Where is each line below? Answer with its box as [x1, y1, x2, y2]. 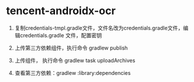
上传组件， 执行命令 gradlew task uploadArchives [14, 57, 135, 64]
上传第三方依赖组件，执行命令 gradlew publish [14, 44, 128, 51]
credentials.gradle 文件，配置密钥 [20, 31, 102, 39]
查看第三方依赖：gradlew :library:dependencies [14, 69, 131, 76]
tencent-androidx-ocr [6, 4, 116, 18]
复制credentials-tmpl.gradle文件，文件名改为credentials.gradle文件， [14, 24, 183, 31]
